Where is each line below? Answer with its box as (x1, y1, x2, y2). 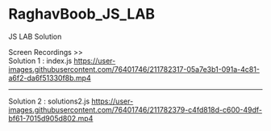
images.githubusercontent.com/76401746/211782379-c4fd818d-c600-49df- (8, 104, 263, 114)
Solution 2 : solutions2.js (8, 96, 90, 106)
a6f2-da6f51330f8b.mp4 (8, 73, 91, 82)
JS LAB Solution (8, 32, 62, 41)
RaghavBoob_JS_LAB (8, 5, 156, 23)
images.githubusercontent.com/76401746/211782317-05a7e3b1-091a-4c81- (8, 64, 261, 74)
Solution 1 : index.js (8, 56, 73, 65)
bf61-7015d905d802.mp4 (8, 113, 94, 123)
